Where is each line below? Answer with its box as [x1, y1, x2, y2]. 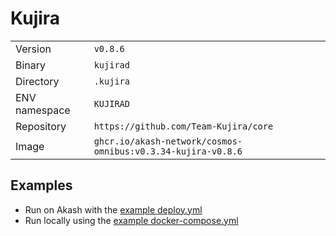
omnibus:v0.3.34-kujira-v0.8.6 [93, 145, 243, 157]
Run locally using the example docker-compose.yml [24, 214, 239, 226]
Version [15, 42, 52, 56]
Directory [15, 74, 60, 88]
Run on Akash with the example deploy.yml [24, 203, 203, 216]
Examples [10, 177, 73, 194]
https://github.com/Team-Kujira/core [93, 120, 274, 132]
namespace [15, 103, 71, 117]
